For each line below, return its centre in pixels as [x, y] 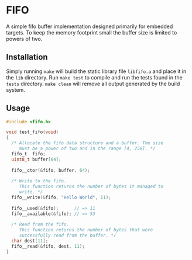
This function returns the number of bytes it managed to [91, 187]
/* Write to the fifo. [39, 181]
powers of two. [24, 39]
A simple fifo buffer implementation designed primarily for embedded [90, 26]
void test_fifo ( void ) [32, 132]
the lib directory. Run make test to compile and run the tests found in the [94, 77]
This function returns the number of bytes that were [86, 230]
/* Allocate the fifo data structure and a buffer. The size [88, 143]
